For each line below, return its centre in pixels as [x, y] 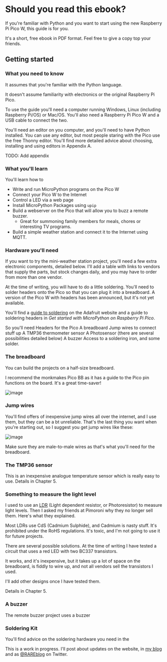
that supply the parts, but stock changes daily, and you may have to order [81, 272]
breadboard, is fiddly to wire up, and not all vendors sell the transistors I [79, 567]
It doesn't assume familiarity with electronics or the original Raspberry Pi [80, 94]
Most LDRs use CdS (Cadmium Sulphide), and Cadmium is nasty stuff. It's [81, 525]
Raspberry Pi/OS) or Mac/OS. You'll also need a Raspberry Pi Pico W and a [82, 115]
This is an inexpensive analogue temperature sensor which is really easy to [82, 476]
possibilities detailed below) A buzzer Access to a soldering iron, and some [82, 339]
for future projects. [24, 536]
